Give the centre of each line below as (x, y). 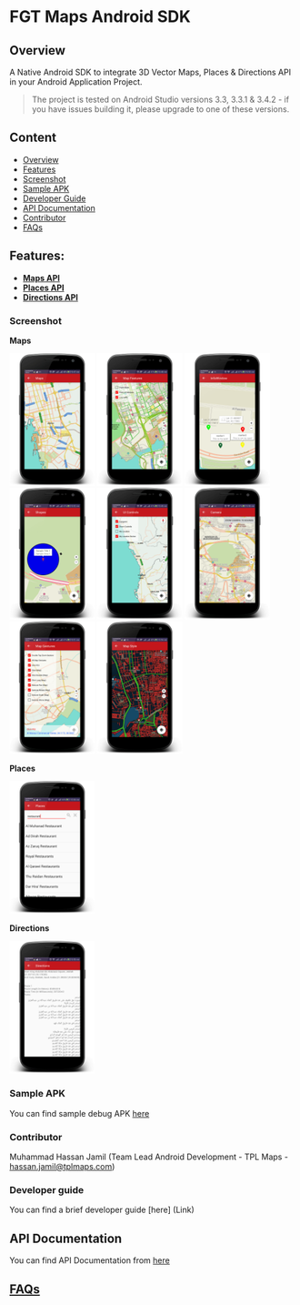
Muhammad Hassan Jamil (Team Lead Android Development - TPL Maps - (149, 1157)
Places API (43, 288)
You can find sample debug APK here (80, 1113)
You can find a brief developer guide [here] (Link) (102, 1210)
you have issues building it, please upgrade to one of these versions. (160, 109)
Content (33, 138)
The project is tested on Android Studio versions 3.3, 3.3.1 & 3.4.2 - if (160, 99)
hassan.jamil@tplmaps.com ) (62, 1167)
